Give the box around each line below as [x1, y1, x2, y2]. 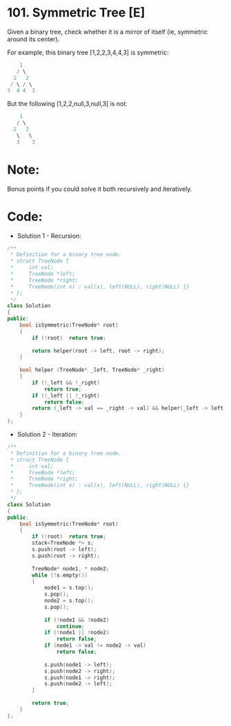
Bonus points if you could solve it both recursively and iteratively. [7, 185, 192, 193]
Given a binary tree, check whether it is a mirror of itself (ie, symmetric [7, 28, 208, 36]
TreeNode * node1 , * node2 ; [32, 565, 110, 572]
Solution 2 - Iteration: [17, 431, 78, 439]
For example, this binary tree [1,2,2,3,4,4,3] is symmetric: [7, 48, 169, 56]
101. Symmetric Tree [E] [7, 5, 145, 21]
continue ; [56, 623, 85, 630]
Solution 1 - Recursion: [17, 231, 81, 240]
